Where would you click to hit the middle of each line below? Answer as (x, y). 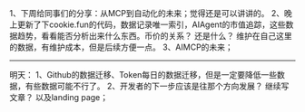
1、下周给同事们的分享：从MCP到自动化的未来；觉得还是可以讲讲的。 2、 (147, 13)
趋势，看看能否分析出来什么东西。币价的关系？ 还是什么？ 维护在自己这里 (154, 36)
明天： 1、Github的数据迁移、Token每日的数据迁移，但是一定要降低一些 (143, 75)
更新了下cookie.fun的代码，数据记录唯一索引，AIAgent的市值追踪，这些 (151, 24)
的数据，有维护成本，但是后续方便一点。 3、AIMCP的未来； (121, 47)
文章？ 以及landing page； (59, 97)
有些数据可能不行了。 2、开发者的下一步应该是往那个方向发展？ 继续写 (157, 86)
